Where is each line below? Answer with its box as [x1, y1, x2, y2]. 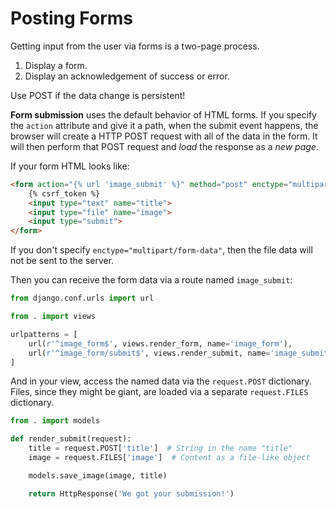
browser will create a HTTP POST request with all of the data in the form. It [10, 130, 318, 142]
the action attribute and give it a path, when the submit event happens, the [10, 119, 319, 131]
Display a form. [24, 59, 88, 71]
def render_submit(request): [10, 434, 132, 444]
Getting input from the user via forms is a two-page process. [10, 40, 260, 52]
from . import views [10, 312, 97, 322]
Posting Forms [10, 7, 133, 30]
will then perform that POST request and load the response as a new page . [10, 140, 319, 152]
